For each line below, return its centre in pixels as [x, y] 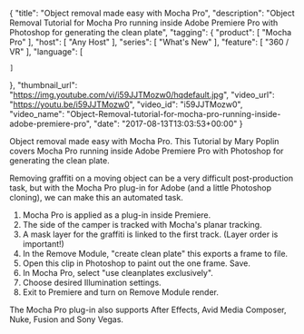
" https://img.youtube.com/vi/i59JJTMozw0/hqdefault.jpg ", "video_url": [142, 95]
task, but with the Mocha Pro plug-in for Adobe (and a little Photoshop [141, 188]
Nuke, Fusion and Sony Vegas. [67, 319]
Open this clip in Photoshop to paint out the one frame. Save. [137, 263]
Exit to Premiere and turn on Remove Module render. [121, 292]
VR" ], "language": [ [46, 52]
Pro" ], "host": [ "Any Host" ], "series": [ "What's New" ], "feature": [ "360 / [149, 42]
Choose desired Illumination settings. [92, 282]
